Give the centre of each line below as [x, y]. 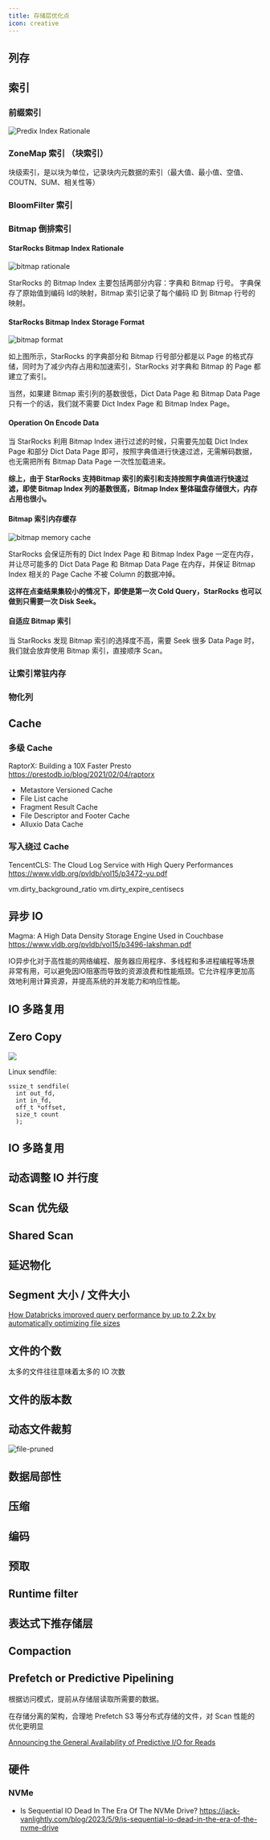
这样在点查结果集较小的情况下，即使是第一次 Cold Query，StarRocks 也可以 [135, 591]
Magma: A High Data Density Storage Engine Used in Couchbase [116, 936]
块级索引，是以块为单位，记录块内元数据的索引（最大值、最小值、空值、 [128, 172]
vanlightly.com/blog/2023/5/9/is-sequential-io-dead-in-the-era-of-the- [139, 1819]
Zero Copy [35, 1037]
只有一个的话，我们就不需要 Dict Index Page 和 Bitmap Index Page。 [121, 404]
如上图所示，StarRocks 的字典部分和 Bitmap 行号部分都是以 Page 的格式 [128, 357]
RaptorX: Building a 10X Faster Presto [70, 766]
